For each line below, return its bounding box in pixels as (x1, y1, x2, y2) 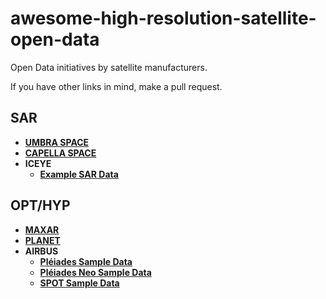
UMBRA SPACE (24, 136, 90, 148)
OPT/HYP (10, 197, 71, 214)
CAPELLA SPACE (24, 147, 97, 159)
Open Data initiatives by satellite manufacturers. (10, 61, 208, 73)
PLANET (24, 234, 61, 246)
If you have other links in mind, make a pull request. (10, 80, 223, 92)
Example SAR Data (39, 168, 119, 180)
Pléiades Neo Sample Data (39, 266, 152, 278)
